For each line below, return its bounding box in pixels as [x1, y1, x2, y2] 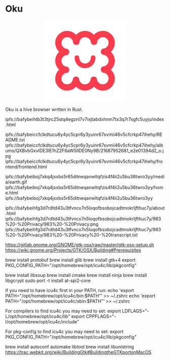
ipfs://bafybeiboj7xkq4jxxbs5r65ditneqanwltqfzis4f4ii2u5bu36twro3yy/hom [5, 184, 163, 190]
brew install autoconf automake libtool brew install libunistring [5, 343, 134, 350]
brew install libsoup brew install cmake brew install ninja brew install [5, 272, 147, 278]
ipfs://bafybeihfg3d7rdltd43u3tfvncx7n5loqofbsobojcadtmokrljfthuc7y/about [5, 205, 165, 211]
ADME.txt [5, 136, 25, 142]
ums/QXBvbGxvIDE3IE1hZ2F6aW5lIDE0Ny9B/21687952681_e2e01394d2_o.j [5, 148, 164, 154]
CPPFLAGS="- [86, 313, 116, 319]
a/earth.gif [5, 178, 27, 185]
